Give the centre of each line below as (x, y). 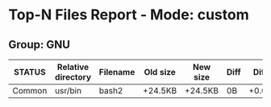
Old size (160, 72)
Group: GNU (40, 45)
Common (30, 91)
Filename (117, 72)
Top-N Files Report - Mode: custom (129, 15)
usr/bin (69, 91)
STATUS (29, 72)
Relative (73, 67)
